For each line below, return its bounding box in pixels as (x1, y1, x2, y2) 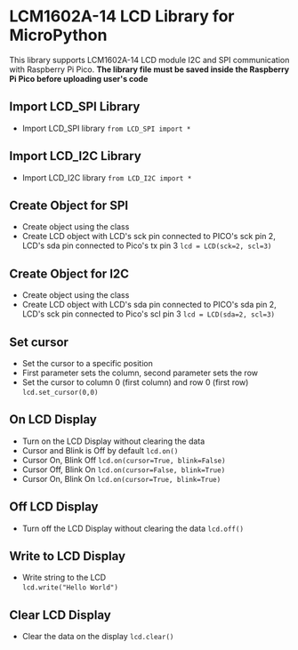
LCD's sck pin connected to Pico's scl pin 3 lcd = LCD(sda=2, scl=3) (21, 309, 276, 319)
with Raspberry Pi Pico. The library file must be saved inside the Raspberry (9, 64, 290, 75)
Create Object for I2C (9, 266, 130, 281)
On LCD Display (9, 412, 98, 428)
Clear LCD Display (9, 607, 111, 622)
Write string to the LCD (21, 572, 107, 583)
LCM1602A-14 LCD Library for (9, 6, 235, 27)
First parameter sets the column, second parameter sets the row (21, 367, 259, 378)
